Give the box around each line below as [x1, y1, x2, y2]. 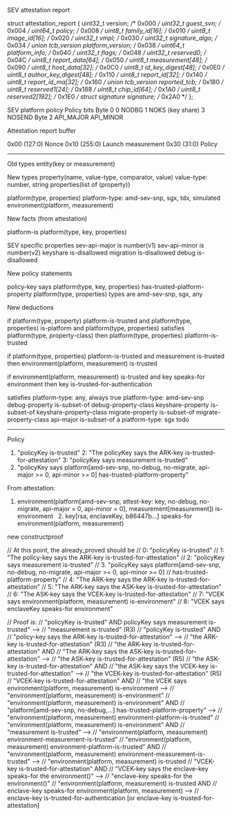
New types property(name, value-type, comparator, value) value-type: [7, 173, 208, 181]
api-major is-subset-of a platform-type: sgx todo [50, 415, 190, 424]
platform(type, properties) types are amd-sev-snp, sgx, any [33, 290, 203, 298]
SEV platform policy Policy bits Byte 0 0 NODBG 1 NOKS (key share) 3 [7, 106, 206, 114]
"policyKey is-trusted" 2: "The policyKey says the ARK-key [17, 448, 184, 457]
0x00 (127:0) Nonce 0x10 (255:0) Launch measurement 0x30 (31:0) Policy [7, 140, 218, 148]
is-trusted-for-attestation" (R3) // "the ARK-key [19, 640, 153, 648]
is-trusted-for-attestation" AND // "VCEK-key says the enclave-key [19, 765, 209, 773]
